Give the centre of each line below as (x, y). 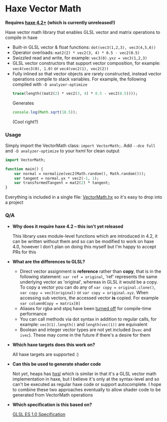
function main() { (24, 169)
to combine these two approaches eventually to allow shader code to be (86, 390)
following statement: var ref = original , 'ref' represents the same (88, 276)
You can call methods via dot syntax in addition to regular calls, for (88, 319)
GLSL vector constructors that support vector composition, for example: (86, 63)
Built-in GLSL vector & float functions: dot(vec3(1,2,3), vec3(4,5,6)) (84, 47)
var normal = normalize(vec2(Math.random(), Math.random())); (80, 174)
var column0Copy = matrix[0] (50, 303)
